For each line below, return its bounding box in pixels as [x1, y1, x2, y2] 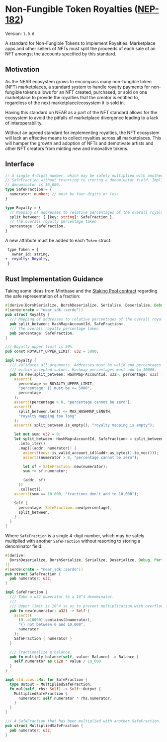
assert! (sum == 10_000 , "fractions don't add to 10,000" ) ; [14, 491, 139, 496]
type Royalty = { [5, 205, 41, 210]
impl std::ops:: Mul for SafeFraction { [5, 677, 88, 682]
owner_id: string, [11, 252, 50, 257]
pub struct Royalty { [5, 312, 50, 317]
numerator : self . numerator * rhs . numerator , [18, 696, 112, 701]
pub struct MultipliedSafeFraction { [5, 723, 83, 728]
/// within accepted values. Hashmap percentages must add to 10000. [9, 367, 157, 372]
